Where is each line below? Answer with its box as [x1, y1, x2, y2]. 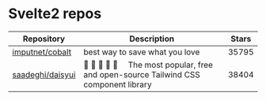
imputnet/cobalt [12, 46, 72, 57]
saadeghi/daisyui [12, 69, 76, 80]
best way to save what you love [82, 46, 200, 57]
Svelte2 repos [8, 5, 102, 23]
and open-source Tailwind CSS [82, 69, 200, 80]
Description [129, 33, 175, 44]
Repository [22, 33, 66, 44]
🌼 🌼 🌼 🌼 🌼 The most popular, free [82, 59, 214, 70]
